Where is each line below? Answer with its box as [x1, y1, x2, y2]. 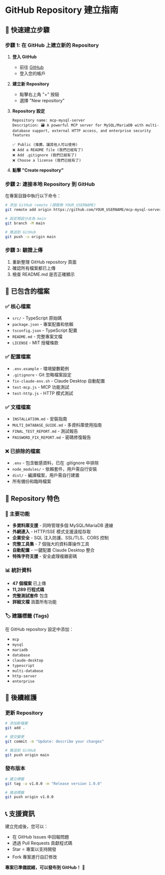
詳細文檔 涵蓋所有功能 [12, 599, 57, 605]
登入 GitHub [12, 54, 37, 60]
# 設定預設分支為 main [5, 216, 47, 221]
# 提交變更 [5, 735, 25, 739]
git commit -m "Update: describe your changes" [5, 739, 105, 744]
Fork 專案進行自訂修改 [12, 854, 57, 860]
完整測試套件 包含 [12, 593, 48, 599]
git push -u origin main [5, 234, 56, 239]
